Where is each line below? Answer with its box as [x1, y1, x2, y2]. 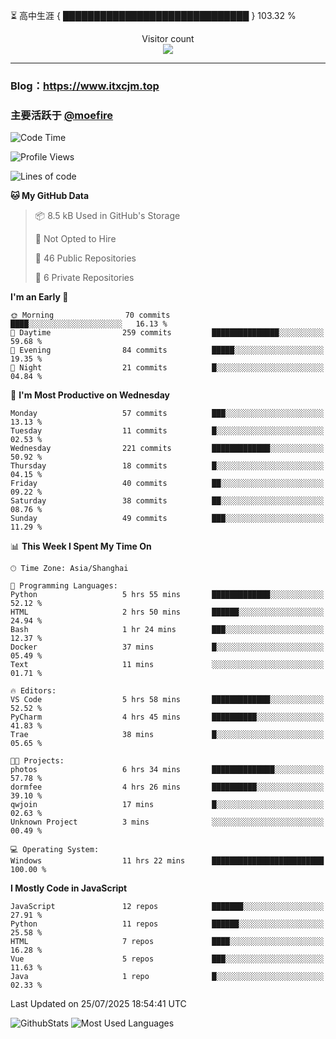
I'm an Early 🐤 [10, 291, 69, 303]
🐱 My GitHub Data [10, 190, 90, 202]
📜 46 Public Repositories [34, 252, 137, 264]
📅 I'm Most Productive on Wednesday [10, 389, 170, 401]
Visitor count [141, 33, 195, 44]
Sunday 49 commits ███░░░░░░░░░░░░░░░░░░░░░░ [10, 514, 325, 524]
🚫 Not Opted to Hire [34, 233, 117, 245]
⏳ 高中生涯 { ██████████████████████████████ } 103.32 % [10, 10, 297, 21]
